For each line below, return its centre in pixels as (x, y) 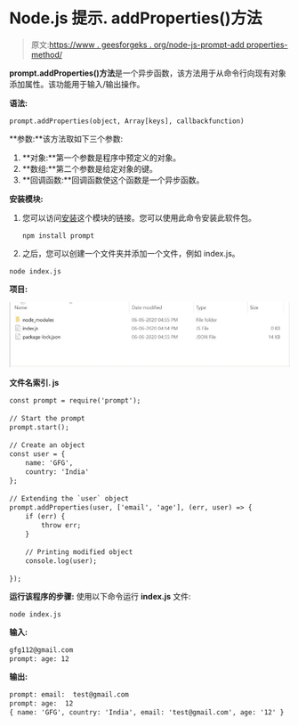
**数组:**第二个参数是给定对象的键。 (89, 168)
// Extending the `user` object (69, 498)
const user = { (37, 454)
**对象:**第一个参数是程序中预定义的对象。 (101, 158)
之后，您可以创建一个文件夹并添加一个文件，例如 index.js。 (131, 253)
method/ (47, 54)
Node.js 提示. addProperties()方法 (136, 18)
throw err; (61, 525)
